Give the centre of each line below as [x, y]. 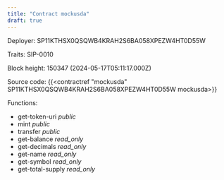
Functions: [23, 102]
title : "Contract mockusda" [49, 14]
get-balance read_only [50, 139]
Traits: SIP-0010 [31, 54]
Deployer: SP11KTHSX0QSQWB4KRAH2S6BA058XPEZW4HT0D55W [107, 40]
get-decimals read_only [52, 146]
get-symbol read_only [49, 161]
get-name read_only [47, 154]
